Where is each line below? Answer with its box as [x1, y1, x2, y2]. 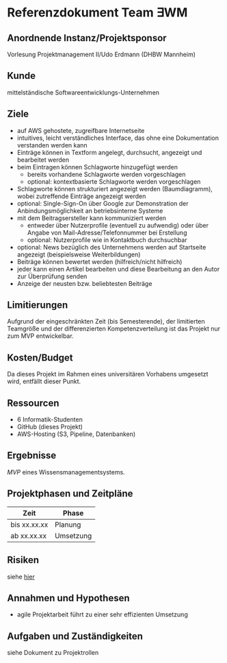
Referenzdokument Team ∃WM [7, 5, 188, 21]
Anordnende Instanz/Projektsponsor [7, 32, 167, 44]
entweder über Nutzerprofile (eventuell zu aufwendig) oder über [27, 221, 209, 229]
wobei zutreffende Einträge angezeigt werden [16, 192, 146, 200]
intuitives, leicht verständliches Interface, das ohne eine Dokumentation [16, 134, 219, 142]
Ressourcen [7, 397, 59, 409]
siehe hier [7, 572, 36, 581]
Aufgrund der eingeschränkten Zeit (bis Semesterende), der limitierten [7, 317, 205, 326]
